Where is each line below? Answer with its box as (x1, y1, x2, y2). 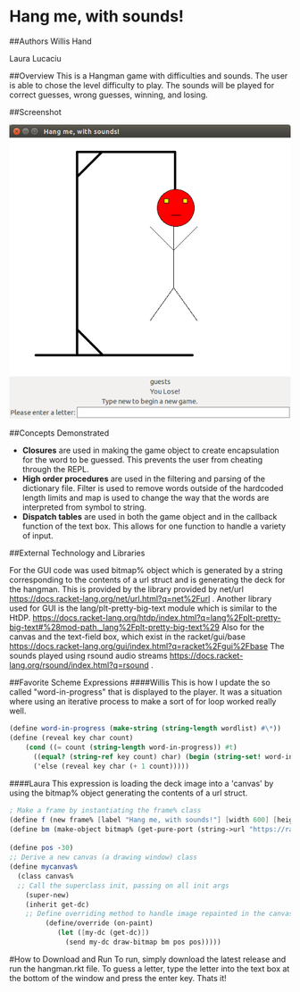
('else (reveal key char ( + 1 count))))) (32, 762, 190, 771)
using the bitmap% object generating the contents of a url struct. (9, 788, 248, 798)
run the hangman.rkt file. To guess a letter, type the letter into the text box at (9, 963, 290, 974)
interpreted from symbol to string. (21, 502, 147, 513)
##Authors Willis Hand (9, 36, 92, 46)
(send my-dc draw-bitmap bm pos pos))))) (65, 938, 221, 947)
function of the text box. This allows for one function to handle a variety (21, 521, 286, 532)
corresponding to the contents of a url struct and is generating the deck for (9, 574, 286, 586)
